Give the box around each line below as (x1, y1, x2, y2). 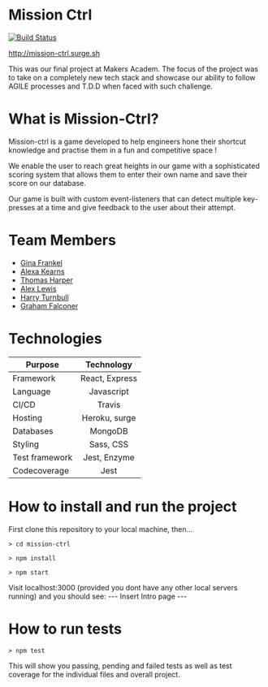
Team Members (8, 231, 116, 249)
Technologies (8, 330, 103, 348)
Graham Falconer (19, 300, 79, 310)
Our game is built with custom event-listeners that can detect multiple (8, 193, 242, 204)
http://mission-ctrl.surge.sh (8, 48, 100, 58)
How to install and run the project (8, 497, 237, 516)
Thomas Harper (19, 274, 73, 285)
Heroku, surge (81, 412, 136, 423)
